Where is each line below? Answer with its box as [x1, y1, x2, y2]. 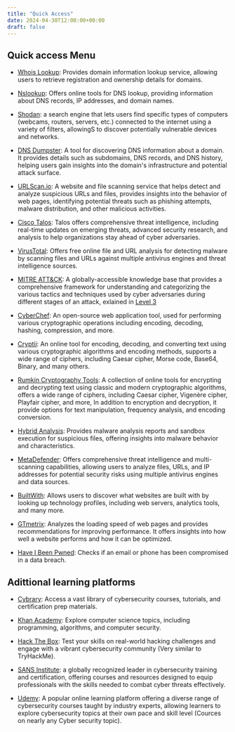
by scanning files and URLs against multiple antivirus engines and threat [17, 254, 227, 263]
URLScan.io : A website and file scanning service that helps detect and [17, 182, 221, 190]
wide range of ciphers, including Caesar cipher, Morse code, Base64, [17, 355, 219, 363]
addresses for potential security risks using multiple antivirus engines [17, 470, 219, 478]
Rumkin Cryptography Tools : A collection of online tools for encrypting [17, 376, 222, 384]
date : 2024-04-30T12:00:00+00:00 [7, 17, 105, 24]
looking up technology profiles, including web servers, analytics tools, [17, 499, 220, 507]
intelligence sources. [17, 261, 79, 270]
